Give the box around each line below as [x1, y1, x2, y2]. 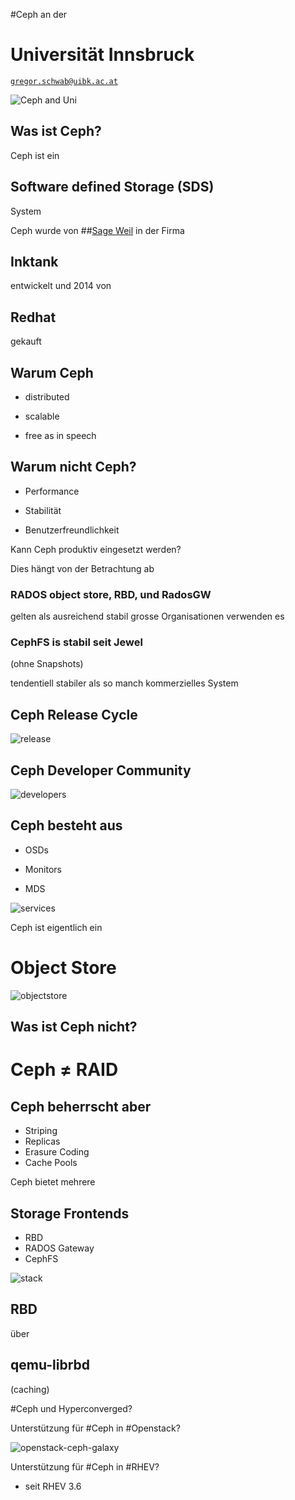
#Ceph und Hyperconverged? [10, 1402, 133, 1414]
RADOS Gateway [24, 1242, 95, 1254]
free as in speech [24, 430, 97, 441]
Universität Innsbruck [10, 44, 195, 66]
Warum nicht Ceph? [10, 459, 137, 476]
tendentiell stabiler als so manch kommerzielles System [10, 677, 239, 689]
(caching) [10, 1383, 50, 1395]
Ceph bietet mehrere [10, 1176, 96, 1188]
